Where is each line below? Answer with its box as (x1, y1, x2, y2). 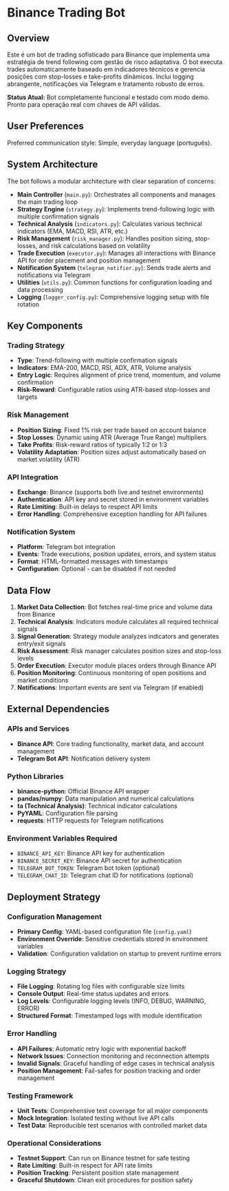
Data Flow (7, 584, 51, 597)
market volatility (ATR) (17, 455, 80, 463)
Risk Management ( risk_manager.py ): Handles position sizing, (17, 234, 194, 242)
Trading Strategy (7, 340, 65, 350)
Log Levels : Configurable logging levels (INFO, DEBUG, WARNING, (17, 997, 206, 1005)
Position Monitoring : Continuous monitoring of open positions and (17, 669, 206, 677)
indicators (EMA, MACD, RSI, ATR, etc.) (17, 227, 129, 235)
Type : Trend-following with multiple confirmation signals (17, 356, 177, 364)
